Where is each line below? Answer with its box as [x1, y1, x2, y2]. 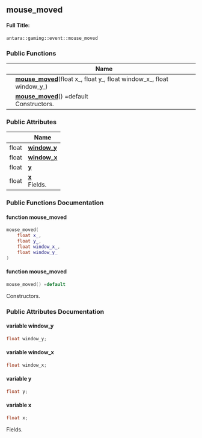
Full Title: [6, 21, 30, 29]
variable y [6, 375, 32, 382]
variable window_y [6, 322, 54, 329]
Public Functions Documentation [6, 198, 104, 207]
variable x [6, 401, 32, 409]
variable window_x [6, 349, 54, 356]
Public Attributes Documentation [6, 307, 105, 316]
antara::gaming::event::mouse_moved [6, 35, 98, 41]
